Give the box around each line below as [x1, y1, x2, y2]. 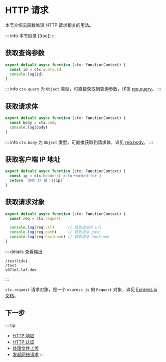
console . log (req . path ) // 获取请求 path [9, 229, 101, 235]
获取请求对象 [5, 198, 45, 206]
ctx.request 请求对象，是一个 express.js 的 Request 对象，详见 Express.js [5, 286, 158, 292]
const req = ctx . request [9, 216, 61, 221]
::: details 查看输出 [5, 248, 43, 254]
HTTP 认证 [12, 338, 35, 345]
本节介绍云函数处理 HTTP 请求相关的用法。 [5, 22, 94, 28]
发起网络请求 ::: [12, 351, 44, 357]
